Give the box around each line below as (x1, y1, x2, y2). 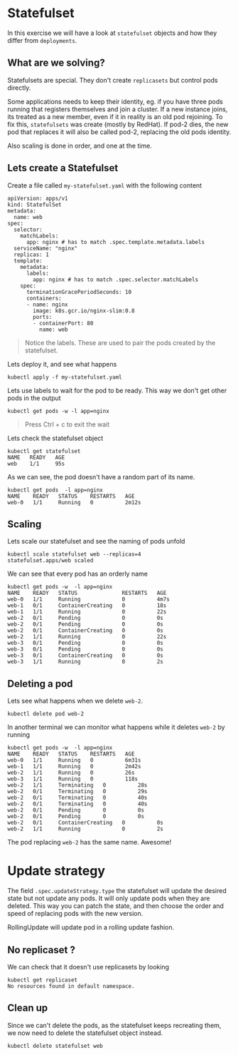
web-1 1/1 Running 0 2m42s (7, 763, 141, 770)
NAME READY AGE (7, 454, 65, 461)
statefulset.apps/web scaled (7, 557, 94, 564)
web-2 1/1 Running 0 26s (7, 769, 135, 777)
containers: (26, 295, 62, 302)
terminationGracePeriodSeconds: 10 (26, 288, 132, 295)
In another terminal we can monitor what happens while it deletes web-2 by (7, 723, 225, 732)
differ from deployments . (7, 36, 77, 44)
